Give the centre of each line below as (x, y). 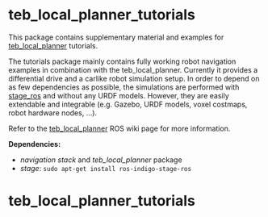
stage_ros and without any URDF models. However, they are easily (119, 95)
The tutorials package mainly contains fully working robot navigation (122, 61)
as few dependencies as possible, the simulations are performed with (124, 87)
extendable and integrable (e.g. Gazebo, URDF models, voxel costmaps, (128, 104)
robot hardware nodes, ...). (53, 113)
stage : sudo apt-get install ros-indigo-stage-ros (106, 168)
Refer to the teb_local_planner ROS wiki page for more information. (119, 128)
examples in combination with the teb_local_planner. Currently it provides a (133, 69)
